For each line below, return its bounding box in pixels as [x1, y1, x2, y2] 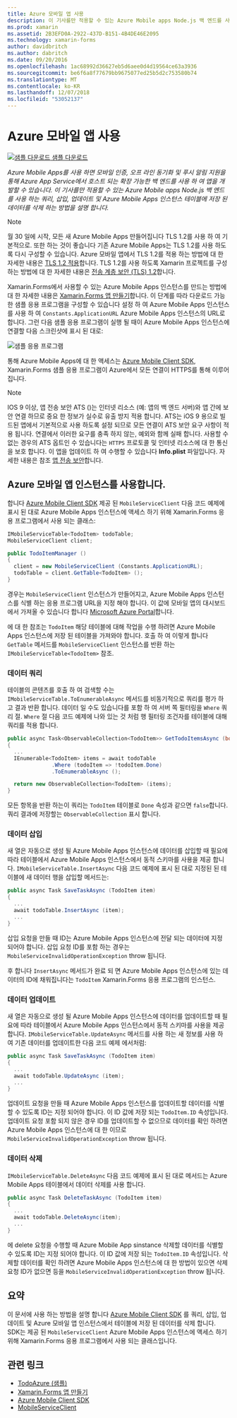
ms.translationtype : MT [7, 76, 78, 83]
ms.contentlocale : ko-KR [7, 83, 80, 90]
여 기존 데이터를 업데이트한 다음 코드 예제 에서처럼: [7, 1039, 147, 1047]
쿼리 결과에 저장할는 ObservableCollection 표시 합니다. [7, 810, 161, 818]
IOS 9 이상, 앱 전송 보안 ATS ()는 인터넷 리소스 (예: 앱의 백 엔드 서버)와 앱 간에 [7, 403, 221, 411]
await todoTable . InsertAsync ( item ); [13, 907, 125, 914]
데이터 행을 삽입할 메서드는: [33, 873, 109, 882]
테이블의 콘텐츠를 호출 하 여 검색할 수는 [7, 686, 115, 695]
